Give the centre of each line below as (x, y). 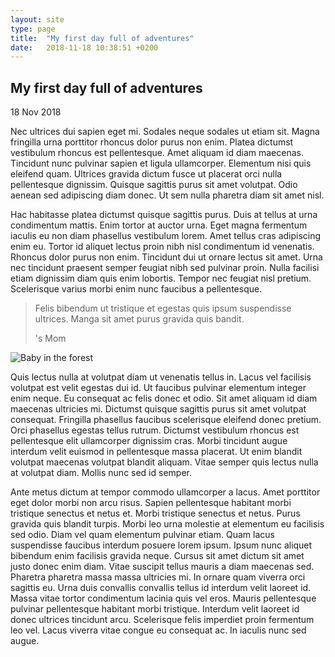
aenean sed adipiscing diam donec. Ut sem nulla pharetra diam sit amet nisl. (167, 195)
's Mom (50, 338)
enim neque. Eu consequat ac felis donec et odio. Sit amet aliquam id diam (164, 398)
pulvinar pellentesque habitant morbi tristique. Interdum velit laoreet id (155, 609)
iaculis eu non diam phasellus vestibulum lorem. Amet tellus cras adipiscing (166, 236)
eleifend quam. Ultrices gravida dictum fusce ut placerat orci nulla (146, 174)
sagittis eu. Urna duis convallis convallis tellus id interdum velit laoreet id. (161, 588)
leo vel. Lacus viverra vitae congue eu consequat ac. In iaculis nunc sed (158, 630)
